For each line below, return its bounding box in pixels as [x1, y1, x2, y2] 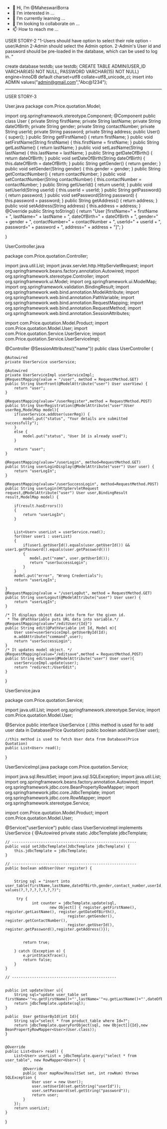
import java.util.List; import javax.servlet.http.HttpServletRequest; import [5, 263, 154, 269]
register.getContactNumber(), [5, 918, 68, 923]
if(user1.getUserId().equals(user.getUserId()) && [23, 543, 130, 548]
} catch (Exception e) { [14, 949, 66, 954]
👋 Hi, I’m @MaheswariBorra [12, 5, 69, 10]
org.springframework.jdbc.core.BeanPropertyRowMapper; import [5, 784, 139, 790]
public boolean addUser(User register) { [5, 866, 92, 871]
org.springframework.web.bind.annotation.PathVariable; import [5, 295, 135, 300]
